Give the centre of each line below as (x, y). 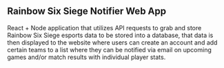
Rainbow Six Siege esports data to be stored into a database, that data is (110, 35)
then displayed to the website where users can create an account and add (112, 42)
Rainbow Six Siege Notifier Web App (87, 11)
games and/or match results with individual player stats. (86, 57)
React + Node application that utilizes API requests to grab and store (104, 27)
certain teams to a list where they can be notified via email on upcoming (109, 49)
